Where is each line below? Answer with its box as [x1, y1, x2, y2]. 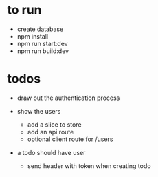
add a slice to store [27, 120, 82, 129]
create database [16, 25, 64, 33]
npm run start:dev [16, 39, 68, 48]
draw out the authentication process [16, 94, 120, 102]
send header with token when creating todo [27, 161, 151, 170]
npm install [16, 32, 49, 40]
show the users [16, 107, 61, 115]
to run [7, 2, 43, 18]
